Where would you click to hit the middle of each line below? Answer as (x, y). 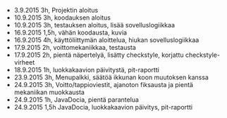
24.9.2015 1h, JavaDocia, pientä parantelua (76, 100)
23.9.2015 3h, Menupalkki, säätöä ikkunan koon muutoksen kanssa (111, 77)
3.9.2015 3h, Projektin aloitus (56, 10)
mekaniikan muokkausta (49, 92)
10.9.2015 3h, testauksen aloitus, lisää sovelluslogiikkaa (94, 25)
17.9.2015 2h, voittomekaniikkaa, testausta (75, 47)
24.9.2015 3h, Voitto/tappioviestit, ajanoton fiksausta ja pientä (104, 85)
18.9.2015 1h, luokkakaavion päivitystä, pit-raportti (87, 70)
